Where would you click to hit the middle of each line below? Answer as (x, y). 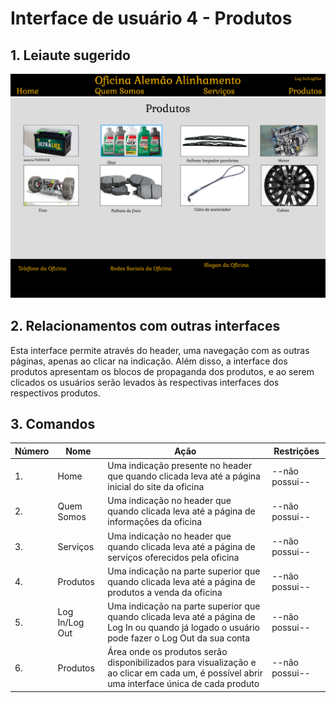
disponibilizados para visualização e (182, 663)
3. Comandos (53, 424)
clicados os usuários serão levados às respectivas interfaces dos (145, 382)
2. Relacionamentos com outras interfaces (145, 326)
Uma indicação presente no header (180, 466)
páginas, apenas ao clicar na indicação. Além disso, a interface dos (149, 361)
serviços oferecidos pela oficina (173, 557)
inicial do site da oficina (156, 487)
